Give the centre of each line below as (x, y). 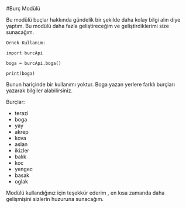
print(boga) (20, 74)
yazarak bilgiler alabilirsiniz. (39, 91)
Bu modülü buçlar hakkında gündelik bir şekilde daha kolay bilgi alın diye (93, 20)
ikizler (22, 150)
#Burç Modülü (23, 8)
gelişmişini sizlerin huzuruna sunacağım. (55, 199)
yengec (24, 169)
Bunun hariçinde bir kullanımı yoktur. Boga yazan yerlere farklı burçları (91, 84)
